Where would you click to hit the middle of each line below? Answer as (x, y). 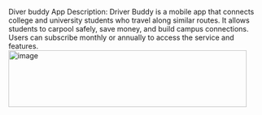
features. (24, 46)
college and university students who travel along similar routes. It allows (129, 20)
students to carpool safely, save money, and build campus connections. (129, 29)
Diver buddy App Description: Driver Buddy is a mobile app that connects (131, 12)
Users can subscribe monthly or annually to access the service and (121, 37)
